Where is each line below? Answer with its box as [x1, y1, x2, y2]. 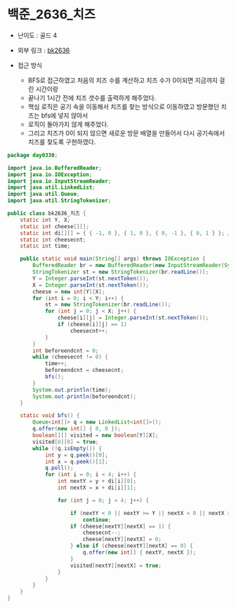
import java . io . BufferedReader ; [7, 164, 102, 171]
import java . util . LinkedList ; [7, 184, 96, 191]
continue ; [82, 516, 112, 523]
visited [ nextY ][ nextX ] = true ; [70, 562, 162, 569]
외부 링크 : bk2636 [17, 46, 70, 54]
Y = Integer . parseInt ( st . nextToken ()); [32, 275, 150, 282]
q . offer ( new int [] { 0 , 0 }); [32, 426, 121, 433]
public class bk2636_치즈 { [7, 210, 86, 217]
